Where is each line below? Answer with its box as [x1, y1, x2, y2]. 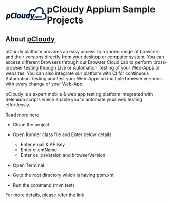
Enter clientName [20, 147, 58, 153]
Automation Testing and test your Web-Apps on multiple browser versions [5, 76, 162, 81]
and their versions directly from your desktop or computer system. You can [5, 54, 164, 60]
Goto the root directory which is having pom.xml [12, 172, 115, 178]
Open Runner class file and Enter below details [12, 131, 112, 138]
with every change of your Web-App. [5, 81, 84, 87]
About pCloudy [5, 35, 55, 43]
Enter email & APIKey [20, 142, 65, 147]
